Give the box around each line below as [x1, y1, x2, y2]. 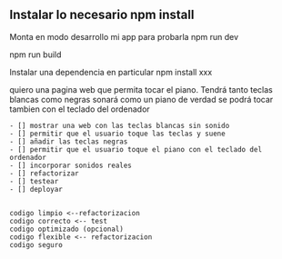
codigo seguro [9, 240, 64, 249]
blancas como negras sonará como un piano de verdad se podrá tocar [9, 94, 274, 105]
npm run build [9, 49, 62, 60]
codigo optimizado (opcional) [9, 224, 125, 234]
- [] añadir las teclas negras [9, 136, 128, 146]
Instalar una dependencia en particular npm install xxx [9, 66, 213, 77]
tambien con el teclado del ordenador [9, 104, 150, 115]
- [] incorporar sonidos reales [9, 161, 132, 170]
